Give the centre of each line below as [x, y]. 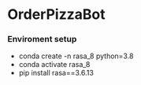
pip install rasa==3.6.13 [56, 73]
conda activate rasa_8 [54, 65]
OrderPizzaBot [56, 15]
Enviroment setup [42, 39]
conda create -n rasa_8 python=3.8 [76, 56]
